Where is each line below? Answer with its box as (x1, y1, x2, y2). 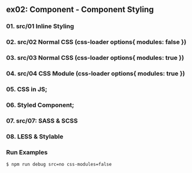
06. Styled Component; (6, 101, 75, 109)
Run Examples (6, 148, 48, 156)
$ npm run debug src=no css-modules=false (6, 161, 112, 168)
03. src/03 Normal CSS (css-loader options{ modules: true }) (6, 54, 184, 62)
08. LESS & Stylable (6, 132, 64, 140)
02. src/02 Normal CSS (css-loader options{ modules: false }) (6, 38, 187, 46)
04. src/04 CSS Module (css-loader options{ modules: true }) (6, 70, 186, 78)
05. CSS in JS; (6, 85, 48, 93)
